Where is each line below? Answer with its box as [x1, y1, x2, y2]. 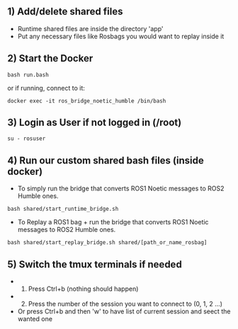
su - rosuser [7, 135, 46, 142]
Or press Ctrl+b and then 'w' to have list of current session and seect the [17, 307, 231, 316]
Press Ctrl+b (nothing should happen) [28, 284, 139, 293]
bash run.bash [7, 71, 50, 79]
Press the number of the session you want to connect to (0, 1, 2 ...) [28, 300, 223, 308]
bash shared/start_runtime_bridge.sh [7, 205, 119, 213]
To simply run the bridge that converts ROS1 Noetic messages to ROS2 [17, 184, 225, 193]
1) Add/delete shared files [7, 6, 123, 18]
